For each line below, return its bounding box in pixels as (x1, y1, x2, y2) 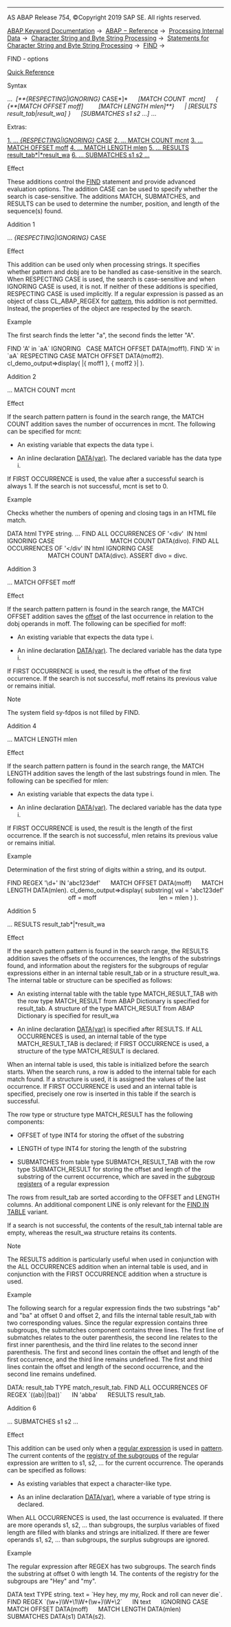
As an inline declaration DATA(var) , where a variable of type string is (16, 1493, 211, 1501)
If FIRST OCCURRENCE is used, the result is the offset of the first (7, 667, 191, 675)
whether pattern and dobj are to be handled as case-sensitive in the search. (7, 268, 222, 276)
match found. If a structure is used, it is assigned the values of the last (7, 1075, 206, 1083)
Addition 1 (7, 220, 36, 228)
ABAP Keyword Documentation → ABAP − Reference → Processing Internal (7, 27, 224, 34)
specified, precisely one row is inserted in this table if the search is (7, 1089, 197, 1098)
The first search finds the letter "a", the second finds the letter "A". (7, 331, 195, 339)
